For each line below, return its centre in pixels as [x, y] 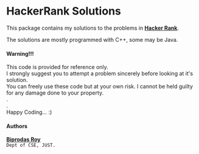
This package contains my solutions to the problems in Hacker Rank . [93, 28]
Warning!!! [20, 53]
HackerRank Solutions [64, 11]
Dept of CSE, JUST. [31, 146]
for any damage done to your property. [55, 93]
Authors [17, 126]
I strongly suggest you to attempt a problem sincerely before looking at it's [100, 73]
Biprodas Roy [23, 139]
